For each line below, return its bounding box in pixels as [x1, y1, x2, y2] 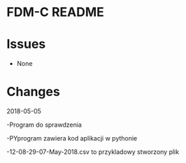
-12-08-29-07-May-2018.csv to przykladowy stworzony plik [6, 148, 180, 156]
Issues [6, 36, 46, 52]
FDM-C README [6, 4, 104, 20]
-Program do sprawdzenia [6, 120, 82, 129]
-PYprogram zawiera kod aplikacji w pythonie [6, 134, 138, 143]
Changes [6, 84, 60, 100]
